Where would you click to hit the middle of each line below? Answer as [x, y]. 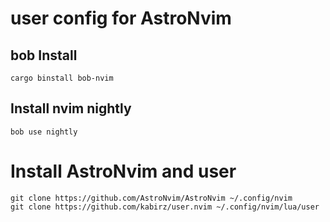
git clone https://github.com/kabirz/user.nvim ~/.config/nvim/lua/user [165, 207]
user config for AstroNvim [121, 18]
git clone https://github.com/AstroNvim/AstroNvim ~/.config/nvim [151, 198]
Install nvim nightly [71, 108]
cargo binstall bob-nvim [62, 78]
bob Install [44, 55]
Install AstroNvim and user [123, 171]
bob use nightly [44, 132]
